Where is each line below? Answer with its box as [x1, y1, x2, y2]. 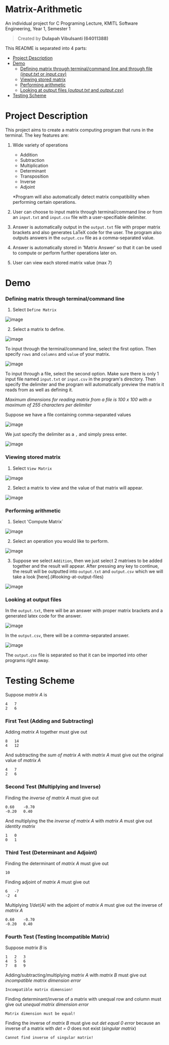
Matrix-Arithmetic [5, 4, 82, 15]
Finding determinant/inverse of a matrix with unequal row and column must [5, 996, 161, 1002]
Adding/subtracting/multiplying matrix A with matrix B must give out [5, 972, 147, 978]
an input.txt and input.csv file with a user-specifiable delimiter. [12, 214, 147, 220]
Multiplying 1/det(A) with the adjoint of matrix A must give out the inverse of [5, 902, 163, 908]
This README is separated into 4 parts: [5, 45, 87, 51]
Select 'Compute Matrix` [12, 518, 64, 524]
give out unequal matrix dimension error [5, 1002, 89, 1008]
